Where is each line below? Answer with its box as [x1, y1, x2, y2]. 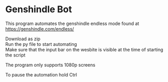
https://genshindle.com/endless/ [5, 25, 74, 32]
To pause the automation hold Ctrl [5, 71, 77, 77]
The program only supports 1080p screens [5, 62, 96, 68]
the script [5, 52, 26, 58]
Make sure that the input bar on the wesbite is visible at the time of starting [5, 46, 163, 52]
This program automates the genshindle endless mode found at [5, 20, 139, 26]
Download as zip [5, 36, 41, 42]
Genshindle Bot [5, 4, 72, 15]
